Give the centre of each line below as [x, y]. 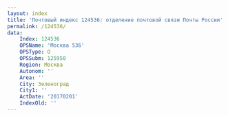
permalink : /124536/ [37, 26]
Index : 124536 [40, 39]
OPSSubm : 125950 [43, 58]
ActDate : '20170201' [49, 97]
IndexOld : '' [38, 103]
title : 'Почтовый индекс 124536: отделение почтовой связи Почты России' [115, 20]
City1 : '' [34, 90]
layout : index [28, 13]
